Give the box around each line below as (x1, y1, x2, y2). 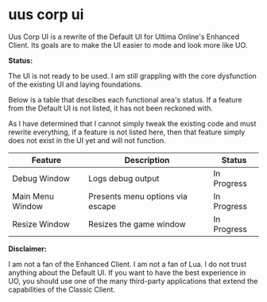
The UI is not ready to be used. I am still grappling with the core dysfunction (8, 71, 257, 80)
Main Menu (12, 191, 54, 202)
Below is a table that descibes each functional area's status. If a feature (8, 95, 242, 104)
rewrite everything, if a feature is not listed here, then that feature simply (8, 127, 246, 137)
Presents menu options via (88, 191, 188, 202)
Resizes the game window (88, 219, 187, 230)
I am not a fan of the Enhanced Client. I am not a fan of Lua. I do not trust (8, 259, 247, 269)
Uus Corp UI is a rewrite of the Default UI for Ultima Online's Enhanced (8, 32, 240, 41)
